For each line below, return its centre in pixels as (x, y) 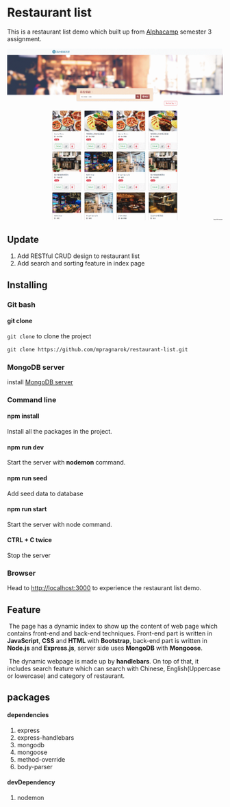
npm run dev (26, 447)
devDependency (31, 782)
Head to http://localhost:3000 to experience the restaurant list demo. (104, 588)
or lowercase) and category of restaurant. (66, 676)
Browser (22, 573)
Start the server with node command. (60, 524)
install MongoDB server (40, 382)
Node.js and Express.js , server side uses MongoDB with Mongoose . (105, 648)
